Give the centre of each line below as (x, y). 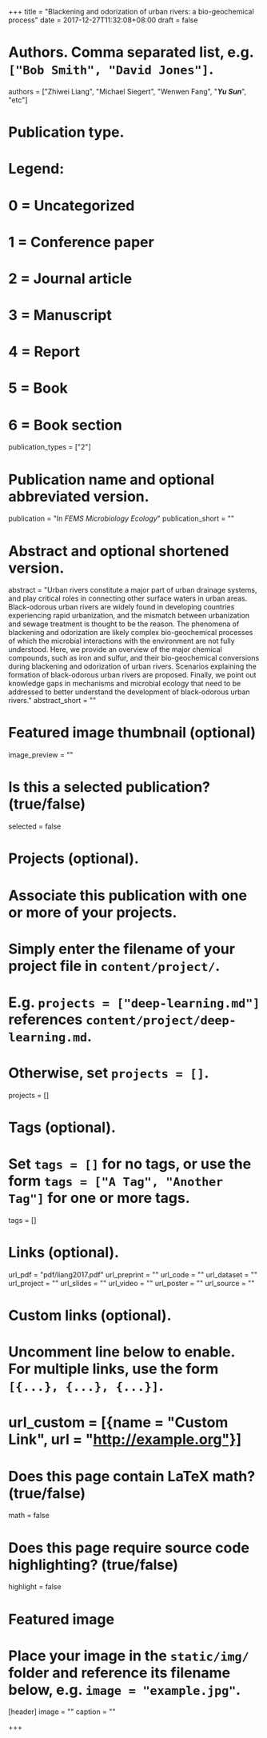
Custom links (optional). (90, 1316)
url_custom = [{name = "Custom (118, 1422)
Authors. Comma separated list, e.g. (131, 52)
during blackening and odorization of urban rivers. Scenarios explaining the (133, 666)
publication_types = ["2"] (50, 447)
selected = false (35, 826)
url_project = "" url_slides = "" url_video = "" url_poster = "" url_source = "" (132, 1283)
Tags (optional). (62, 1128)
